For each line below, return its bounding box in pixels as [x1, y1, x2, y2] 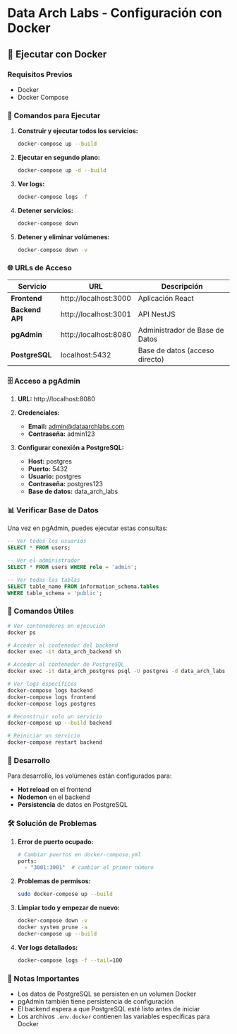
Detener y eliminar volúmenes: [17, 232, 110, 241]
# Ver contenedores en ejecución [7, 622, 106, 629]
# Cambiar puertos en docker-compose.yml [17, 851, 141, 858]
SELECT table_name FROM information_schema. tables [7, 582, 159, 590]
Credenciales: [17, 408, 60, 417]
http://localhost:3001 [60, 309, 132, 319]
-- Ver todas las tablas [7, 576, 80, 583]
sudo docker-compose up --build [17, 890, 113, 898]
